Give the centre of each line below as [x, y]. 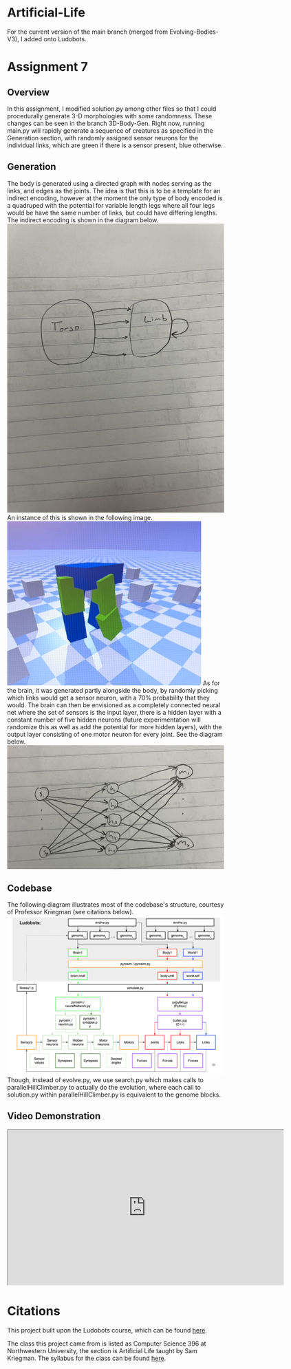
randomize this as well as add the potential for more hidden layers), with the [115, 726]
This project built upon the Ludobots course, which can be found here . [107, 1330]
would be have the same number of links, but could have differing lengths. [112, 213]
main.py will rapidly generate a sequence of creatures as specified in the [110, 130]
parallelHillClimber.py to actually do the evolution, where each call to [104, 1088]
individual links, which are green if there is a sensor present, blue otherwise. [115, 145]
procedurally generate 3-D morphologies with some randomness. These [110, 116]
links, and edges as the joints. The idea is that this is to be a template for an [114, 191]
